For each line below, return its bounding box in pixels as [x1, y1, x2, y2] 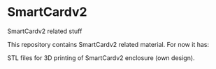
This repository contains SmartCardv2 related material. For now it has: [7, 40, 210, 48]
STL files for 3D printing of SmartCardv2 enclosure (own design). [7, 53, 195, 62]
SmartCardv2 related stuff [7, 27, 82, 35]
